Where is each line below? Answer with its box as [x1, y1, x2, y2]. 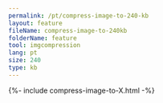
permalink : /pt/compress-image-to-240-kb [8, 11, 149, 20]
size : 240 [8, 57, 42, 65]
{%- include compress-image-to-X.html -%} [8, 85, 155, 95]
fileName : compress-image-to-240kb [8, 26, 128, 34]
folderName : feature [8, 34, 78, 42]
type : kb [8, 64, 38, 72]
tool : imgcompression [8, 42, 81, 50]
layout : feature [8, 19, 63, 27]
